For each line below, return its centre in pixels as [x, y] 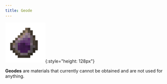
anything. [15, 76]
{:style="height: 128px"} [70, 61]
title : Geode [19, 10]
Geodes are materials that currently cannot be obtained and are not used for [84, 70]
